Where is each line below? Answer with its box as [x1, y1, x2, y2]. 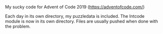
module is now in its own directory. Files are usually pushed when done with [5, 19, 159, 24]
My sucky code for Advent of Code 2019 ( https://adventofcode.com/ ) [5, 4, 145, 10]
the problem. [5, 23, 31, 29]
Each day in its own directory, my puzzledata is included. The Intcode [5, 13, 145, 19]
